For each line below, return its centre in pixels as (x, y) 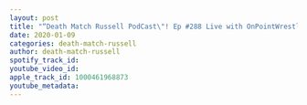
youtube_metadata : (44, 86)
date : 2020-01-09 (42, 35)
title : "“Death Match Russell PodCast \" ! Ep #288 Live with (127, 26)
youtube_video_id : (44, 69)
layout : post (34, 18)
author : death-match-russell (65, 52)
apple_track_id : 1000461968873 (69, 78)
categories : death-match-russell (73, 43)
